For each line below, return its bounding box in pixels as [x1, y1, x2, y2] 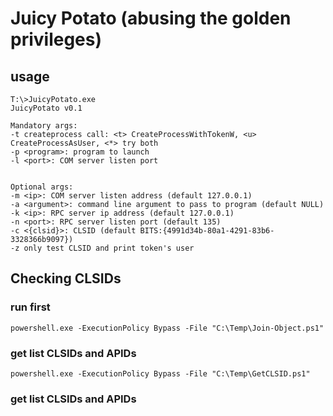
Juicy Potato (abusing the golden [10, 7, 292, 30]
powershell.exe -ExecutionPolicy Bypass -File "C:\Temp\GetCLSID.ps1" [10, 368, 311, 379]
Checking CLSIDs [10, 270, 122, 287]
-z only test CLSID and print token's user [10, 243, 195, 253]
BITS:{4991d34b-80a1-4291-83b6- [139, 226, 275, 236]
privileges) [10, 28, 103, 51]
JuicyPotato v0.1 [10, 103, 83, 113]
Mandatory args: [10, 121, 78, 131]
